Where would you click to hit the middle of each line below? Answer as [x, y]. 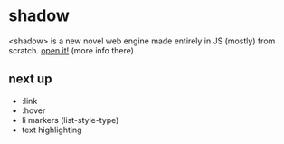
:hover [33, 110]
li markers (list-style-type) [70, 120]
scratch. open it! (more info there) [71, 50]
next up [30, 79]
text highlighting [52, 130]
